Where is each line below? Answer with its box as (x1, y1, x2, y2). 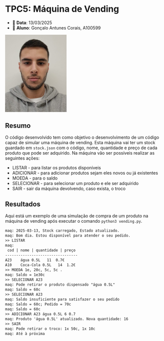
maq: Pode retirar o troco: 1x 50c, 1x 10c (5, 326, 96, 332)
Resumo (5, 121, 31, 130)
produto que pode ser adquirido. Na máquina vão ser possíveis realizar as (5, 150, 155, 156)
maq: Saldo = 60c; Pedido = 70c (5, 302, 71, 307)
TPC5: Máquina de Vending (5, 3, 119, 15)
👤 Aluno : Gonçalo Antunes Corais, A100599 (12, 25, 101, 30)
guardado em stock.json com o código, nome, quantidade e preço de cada (5, 145, 158, 151)
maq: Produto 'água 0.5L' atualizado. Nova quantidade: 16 (5, 316, 129, 322)
